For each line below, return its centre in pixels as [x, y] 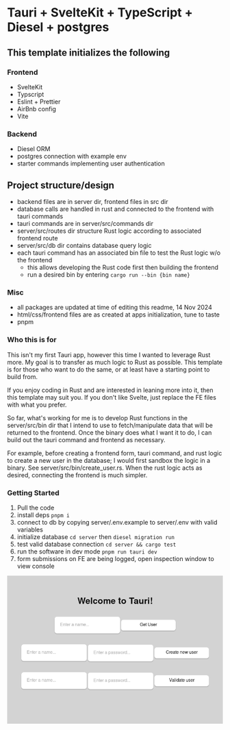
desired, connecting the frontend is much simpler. [77, 475]
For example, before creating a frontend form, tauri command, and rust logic [115, 453]
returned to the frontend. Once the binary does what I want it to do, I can [110, 432]
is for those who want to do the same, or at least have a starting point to [108, 369]
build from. [23, 376]
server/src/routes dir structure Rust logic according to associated [109, 231]
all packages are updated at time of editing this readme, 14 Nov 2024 [114, 308]
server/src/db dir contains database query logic [84, 245]
